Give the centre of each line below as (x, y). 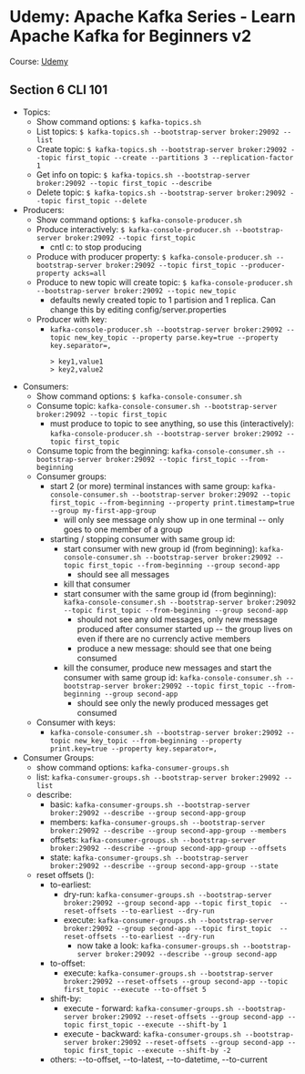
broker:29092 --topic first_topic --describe (124, 183)
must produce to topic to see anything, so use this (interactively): (172, 423)
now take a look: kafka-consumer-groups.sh (158, 946)
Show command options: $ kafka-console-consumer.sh (139, 396)
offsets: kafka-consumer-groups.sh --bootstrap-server (153, 839)
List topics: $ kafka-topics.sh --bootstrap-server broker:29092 (158, 131)
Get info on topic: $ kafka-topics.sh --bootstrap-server (143, 174)
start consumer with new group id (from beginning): (160, 548)
